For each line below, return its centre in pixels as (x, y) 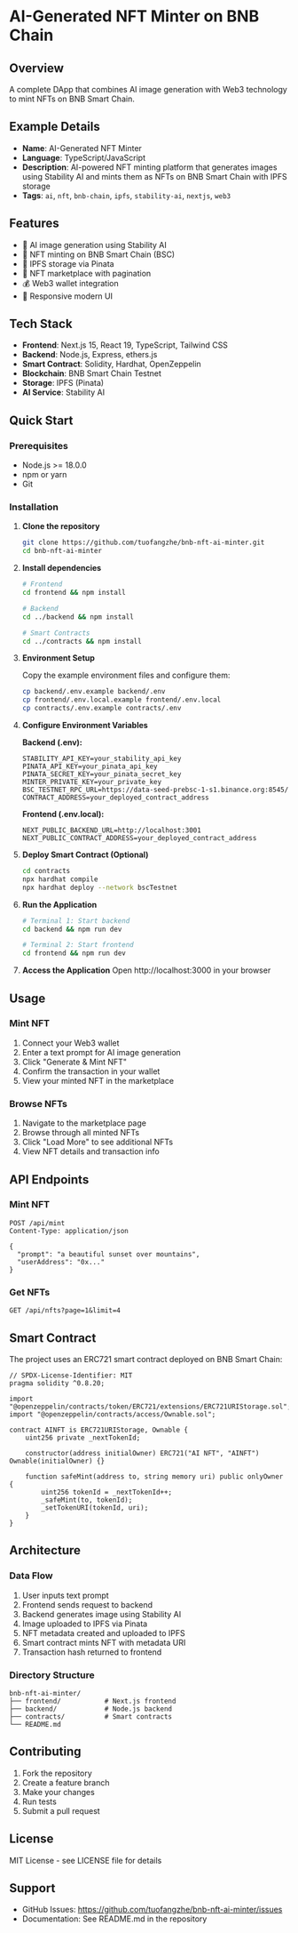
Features (34, 224)
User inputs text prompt (65, 1595)
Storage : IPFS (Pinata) (63, 383)
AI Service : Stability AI (63, 392)
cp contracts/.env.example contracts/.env (102, 709)
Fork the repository (57, 1773)
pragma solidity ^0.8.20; (57, 1383)
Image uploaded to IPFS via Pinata (85, 1624)
